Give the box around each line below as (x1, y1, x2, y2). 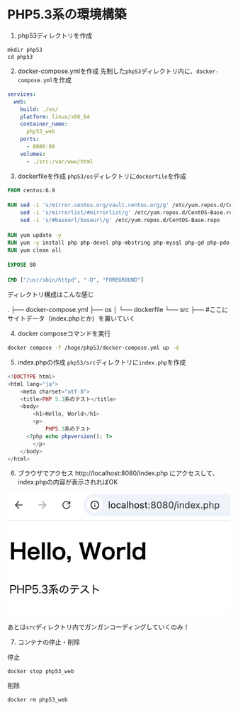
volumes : (20, 150, 46, 157)
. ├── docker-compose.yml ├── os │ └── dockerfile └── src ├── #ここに (7, 306, 229, 314)
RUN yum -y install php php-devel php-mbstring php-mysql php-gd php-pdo (7, 239, 230, 246)
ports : (20, 135, 40, 143)
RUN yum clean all (7, 246, 62, 254)
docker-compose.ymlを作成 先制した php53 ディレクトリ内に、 (17, 67, 197, 75)
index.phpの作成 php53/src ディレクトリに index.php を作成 (17, 357, 186, 366)
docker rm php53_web (7, 697, 69, 704)
